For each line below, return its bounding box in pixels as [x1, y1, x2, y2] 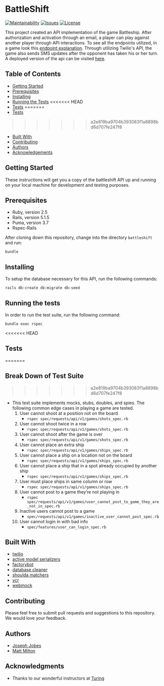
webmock [12, 582, 33, 588]
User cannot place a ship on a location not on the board [19, 452, 133, 458]
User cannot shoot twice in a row [19, 420, 87, 426]
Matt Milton [12, 648, 36, 654]
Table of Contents [5, 70, 61, 78]
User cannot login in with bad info [19, 518, 88, 524]
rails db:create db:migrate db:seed [5, 285, 80, 291]
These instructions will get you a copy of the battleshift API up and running [5, 177, 156, 183]
